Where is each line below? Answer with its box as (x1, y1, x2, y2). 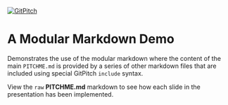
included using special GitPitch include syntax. (7, 69, 144, 77)
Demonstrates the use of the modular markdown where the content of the (7, 54, 222, 62)
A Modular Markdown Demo (7, 31, 175, 47)
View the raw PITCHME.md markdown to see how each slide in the (7, 83, 201, 91)
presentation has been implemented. (7, 90, 114, 98)
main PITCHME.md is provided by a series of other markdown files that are (7, 62, 217, 70)
